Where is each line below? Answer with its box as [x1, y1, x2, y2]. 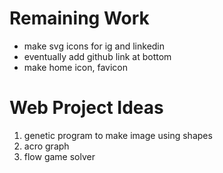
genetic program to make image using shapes [23, 129, 213, 141]
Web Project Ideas [9, 97, 164, 119]
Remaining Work [9, 7, 150, 30]
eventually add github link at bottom [23, 50, 172, 62]
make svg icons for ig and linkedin [23, 40, 166, 52]
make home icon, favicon [23, 61, 128, 73]
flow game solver [23, 150, 96, 162]
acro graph [23, 140, 70, 152]
